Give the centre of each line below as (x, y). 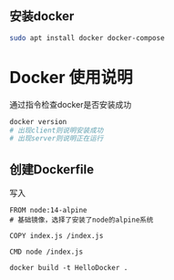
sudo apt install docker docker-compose (87, 38)
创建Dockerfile (52, 169)
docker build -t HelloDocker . (69, 268)
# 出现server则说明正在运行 (56, 139)
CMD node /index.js (46, 252)
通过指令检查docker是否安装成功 (71, 104)
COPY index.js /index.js (56, 236)
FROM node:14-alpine (49, 211)
